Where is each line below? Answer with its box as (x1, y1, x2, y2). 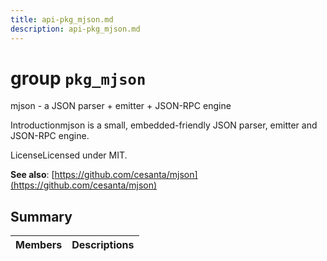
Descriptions (71, 238, 135, 252)
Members (15, 238, 63, 252)
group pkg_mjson (10, 67, 147, 90)
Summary (10, 208, 73, 225)
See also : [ (10, 169, 55, 181)
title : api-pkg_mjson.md (10, 14, 114, 25)
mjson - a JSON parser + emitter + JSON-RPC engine (10, 100, 232, 112)
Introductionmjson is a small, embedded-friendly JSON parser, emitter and (10, 119, 318, 131)
